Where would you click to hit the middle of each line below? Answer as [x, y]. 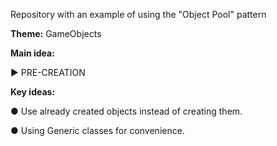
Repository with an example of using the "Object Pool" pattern [138, 14]
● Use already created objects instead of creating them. [126, 111]
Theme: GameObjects [56, 33]
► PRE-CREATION [48, 72]
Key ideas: [33, 92]
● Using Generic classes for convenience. [97, 130]
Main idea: [32, 53]
